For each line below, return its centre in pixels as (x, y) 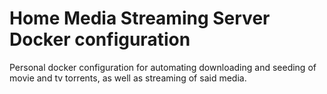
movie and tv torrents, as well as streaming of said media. (128, 78)
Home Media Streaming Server (140, 18)
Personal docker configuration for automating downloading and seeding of (163, 67)
